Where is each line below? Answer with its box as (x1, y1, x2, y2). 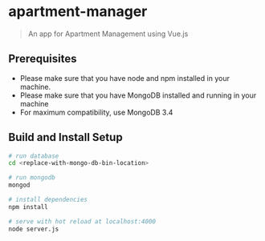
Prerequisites (8, 52, 77, 66)
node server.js (8, 225, 59, 233)
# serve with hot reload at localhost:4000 (8, 217, 157, 226)
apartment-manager (8, 2, 148, 21)
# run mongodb (8, 174, 56, 182)
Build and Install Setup (8, 131, 123, 144)
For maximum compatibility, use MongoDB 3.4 (19, 107, 173, 117)
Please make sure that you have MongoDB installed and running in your (19, 90, 257, 100)
